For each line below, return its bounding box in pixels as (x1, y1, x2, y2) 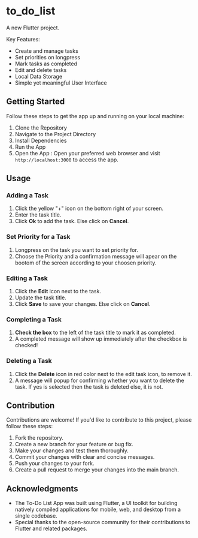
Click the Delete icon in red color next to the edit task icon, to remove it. (14, 370, 193, 377)
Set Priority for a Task (6, 233, 71, 241)
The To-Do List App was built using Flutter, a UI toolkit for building (14, 500, 178, 507)
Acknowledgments (6, 483, 79, 494)
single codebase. (14, 512, 58, 519)
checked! (14, 342, 38, 349)
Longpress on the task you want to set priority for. (14, 246, 139, 253)
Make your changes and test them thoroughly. (14, 447, 129, 454)
